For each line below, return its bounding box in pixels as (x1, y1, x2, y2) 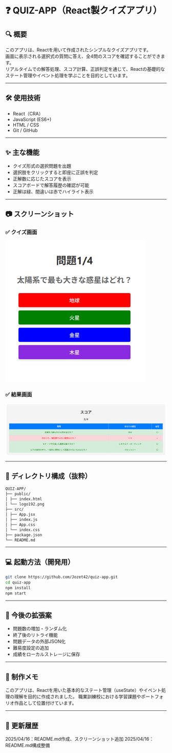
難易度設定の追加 (12, 645, 49, 651)
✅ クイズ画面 (5, 228, 37, 236)
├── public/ (5, 491, 31, 497)
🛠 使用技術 (5, 93, 41, 103)
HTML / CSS (12, 122, 39, 128)
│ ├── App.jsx (5, 512, 36, 517)
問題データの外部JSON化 (12, 639, 66, 645)
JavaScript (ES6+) (12, 116, 52, 122)
